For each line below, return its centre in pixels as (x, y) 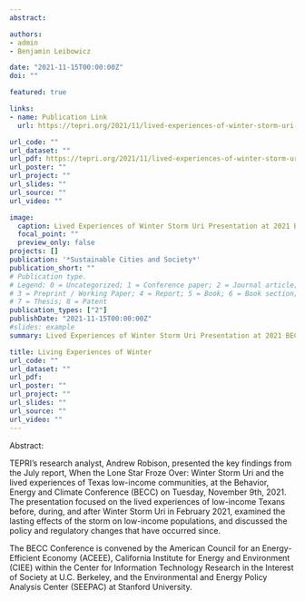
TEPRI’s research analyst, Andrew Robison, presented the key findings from (151, 463)
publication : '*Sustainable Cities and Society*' (105, 260)
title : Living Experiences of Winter (81, 352)
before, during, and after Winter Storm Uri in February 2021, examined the (148, 511)
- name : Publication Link (58, 117)
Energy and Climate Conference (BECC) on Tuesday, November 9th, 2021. (148, 492)
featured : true (38, 93)
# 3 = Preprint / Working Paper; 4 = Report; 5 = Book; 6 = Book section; (154, 293)
